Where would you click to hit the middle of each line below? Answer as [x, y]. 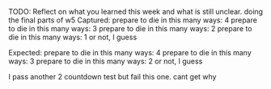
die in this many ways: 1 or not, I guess [73, 37]
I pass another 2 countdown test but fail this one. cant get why [112, 77]
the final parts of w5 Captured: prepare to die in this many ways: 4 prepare [133, 20]
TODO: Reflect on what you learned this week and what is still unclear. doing [136, 12]
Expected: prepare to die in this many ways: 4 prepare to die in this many [130, 53]
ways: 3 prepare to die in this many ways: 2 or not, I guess [106, 61]
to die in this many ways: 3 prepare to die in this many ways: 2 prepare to [130, 28]
